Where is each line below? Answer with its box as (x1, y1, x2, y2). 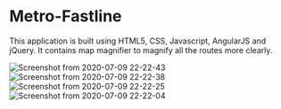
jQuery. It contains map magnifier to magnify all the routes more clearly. (9, 44, 273, 55)
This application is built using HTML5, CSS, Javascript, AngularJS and (9, 35, 267, 46)
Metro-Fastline (9, 6, 122, 27)
